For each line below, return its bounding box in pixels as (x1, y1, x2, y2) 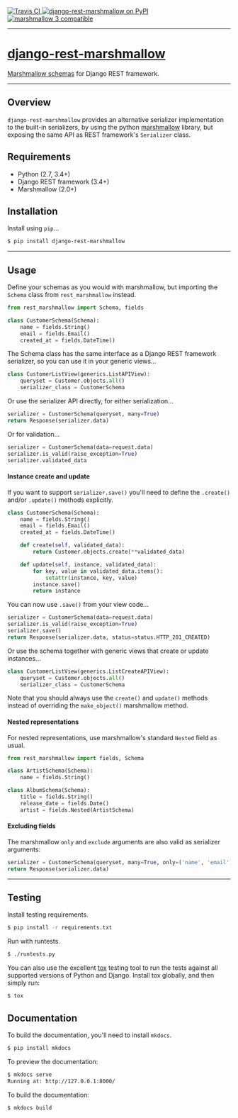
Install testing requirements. (7, 910, 89, 919)
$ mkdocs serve (7, 1071, 52, 1078)
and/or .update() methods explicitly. (7, 496, 113, 504)
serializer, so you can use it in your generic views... (7, 357, 157, 366)
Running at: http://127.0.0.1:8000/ (7, 1078, 115, 1085)
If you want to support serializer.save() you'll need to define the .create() (7, 488, 230, 496)
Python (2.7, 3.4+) (17, 169, 71, 178)
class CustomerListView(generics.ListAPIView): (7, 371, 151, 378)
